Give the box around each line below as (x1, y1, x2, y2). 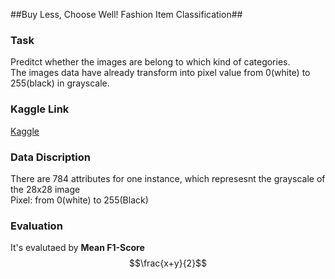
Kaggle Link (10, 102, 70, 116)
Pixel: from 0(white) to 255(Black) (10, 194, 149, 206)
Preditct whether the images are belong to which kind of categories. (10, 56, 291, 68)
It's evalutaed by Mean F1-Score (10, 242, 145, 254)
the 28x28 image (10, 183, 81, 195)
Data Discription (10, 150, 91, 164)
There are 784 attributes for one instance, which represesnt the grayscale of (10, 172, 326, 184)
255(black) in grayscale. (10, 77, 110, 89)
